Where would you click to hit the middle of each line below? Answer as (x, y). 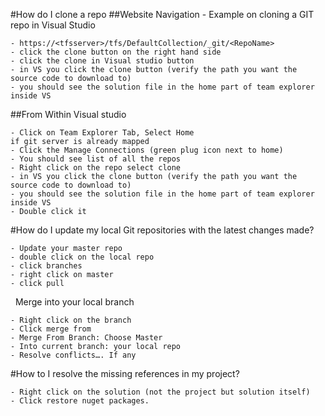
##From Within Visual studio (68, 114)
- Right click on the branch (71, 320)
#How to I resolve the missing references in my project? (125, 373)
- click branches (46, 266)
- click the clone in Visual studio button (102, 61)
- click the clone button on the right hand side (116, 52)
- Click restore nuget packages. (80, 401)
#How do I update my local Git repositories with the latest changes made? (162, 230)
